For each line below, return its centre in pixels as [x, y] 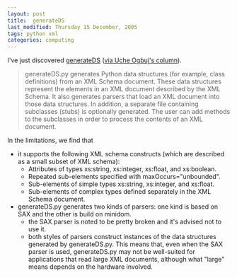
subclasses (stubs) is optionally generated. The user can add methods [127, 112]
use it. [37, 229]
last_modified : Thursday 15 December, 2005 [73, 27]
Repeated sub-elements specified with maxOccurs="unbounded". [124, 177]
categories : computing [41, 40]
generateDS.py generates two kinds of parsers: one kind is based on [117, 207]
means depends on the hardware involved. [91, 267]
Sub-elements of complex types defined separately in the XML [120, 192]
